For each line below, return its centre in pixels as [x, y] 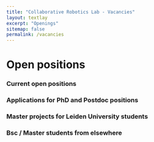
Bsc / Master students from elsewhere [64, 133]
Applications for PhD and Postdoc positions [72, 100]
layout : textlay [27, 18]
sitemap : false [26, 29]
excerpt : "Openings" [33, 23]
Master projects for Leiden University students [77, 116]
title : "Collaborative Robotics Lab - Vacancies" [71, 12]
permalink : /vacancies [35, 35]
